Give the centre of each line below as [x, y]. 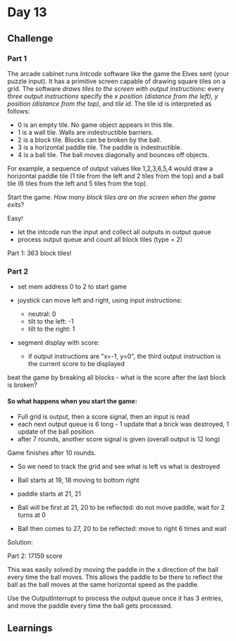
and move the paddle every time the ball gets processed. [90, 606]
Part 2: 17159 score [35, 556]
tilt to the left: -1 [51, 322]
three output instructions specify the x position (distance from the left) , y [113, 96]
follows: [19, 111]
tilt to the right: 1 [51, 329]
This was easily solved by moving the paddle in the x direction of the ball [113, 570]
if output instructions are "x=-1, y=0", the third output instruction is [124, 356]
